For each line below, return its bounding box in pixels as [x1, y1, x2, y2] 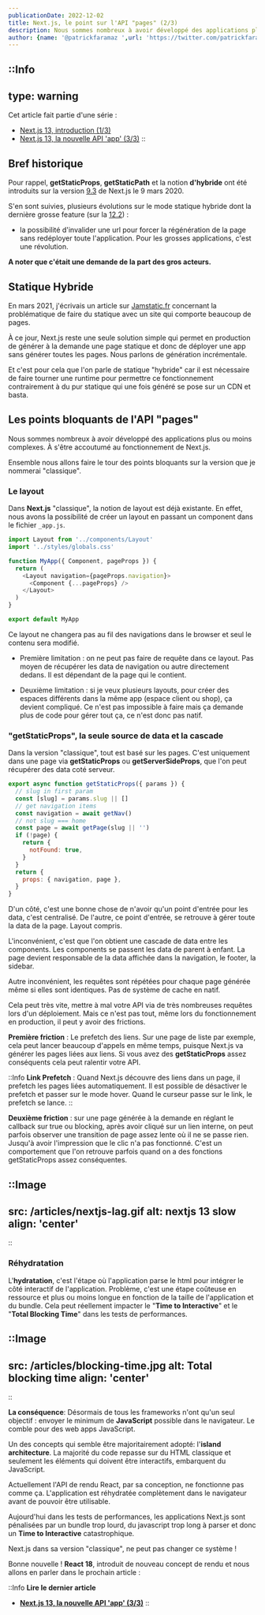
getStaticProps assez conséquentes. [8, 1155, 128, 1165]
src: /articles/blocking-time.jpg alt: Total [8, 1359, 213, 1372]
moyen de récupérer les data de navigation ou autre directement [19, 662, 230, 671]
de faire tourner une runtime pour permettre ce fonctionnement [8, 374, 215, 383]
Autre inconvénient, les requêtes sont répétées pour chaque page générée [8, 977, 251, 987]
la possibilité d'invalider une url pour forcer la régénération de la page [19, 226, 247, 235]
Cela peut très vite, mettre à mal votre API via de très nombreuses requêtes [8, 1001, 252, 1010]
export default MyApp [8, 616, 80, 624]
